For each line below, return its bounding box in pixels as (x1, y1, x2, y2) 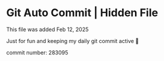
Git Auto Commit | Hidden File (6, 6, 159, 20)
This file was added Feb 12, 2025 (6, 26, 89, 33)
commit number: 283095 (6, 48, 68, 56)
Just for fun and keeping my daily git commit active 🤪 (6, 37, 139, 44)
